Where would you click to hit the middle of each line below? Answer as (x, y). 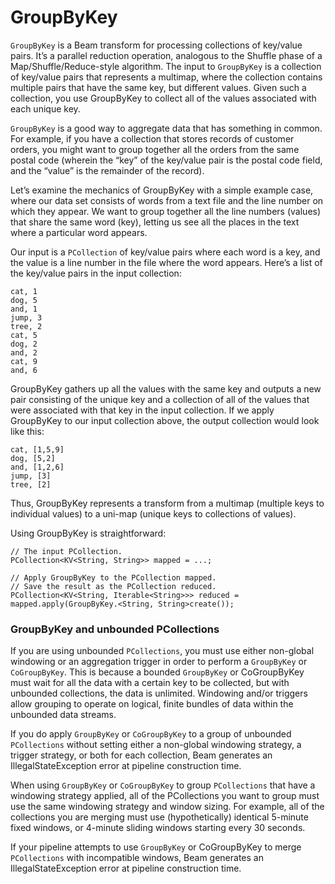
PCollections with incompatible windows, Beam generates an (137, 858)
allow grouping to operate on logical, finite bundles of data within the (152, 704)
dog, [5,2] (33, 458)
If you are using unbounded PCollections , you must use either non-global (162, 651)
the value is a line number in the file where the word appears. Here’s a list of (166, 262)
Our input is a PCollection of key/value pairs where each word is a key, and (165, 252)
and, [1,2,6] (37, 467)
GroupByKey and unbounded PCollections (115, 629)
